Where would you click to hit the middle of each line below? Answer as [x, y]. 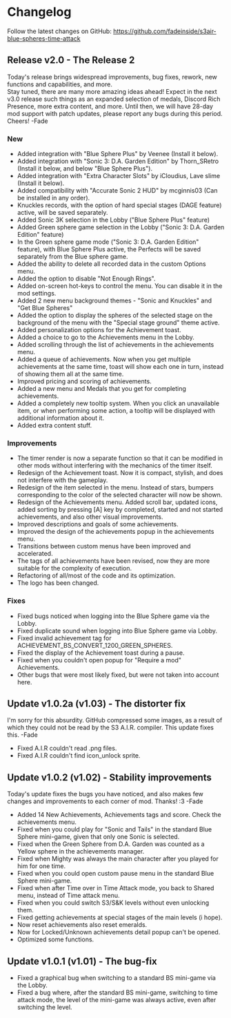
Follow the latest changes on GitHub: [59, 31]
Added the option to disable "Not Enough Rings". [87, 279]
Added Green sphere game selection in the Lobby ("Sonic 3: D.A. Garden [121, 227]
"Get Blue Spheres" [45, 308]
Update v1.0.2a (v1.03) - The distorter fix [97, 704]
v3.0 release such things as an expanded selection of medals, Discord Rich [114, 99]
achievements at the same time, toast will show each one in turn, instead [120, 367]
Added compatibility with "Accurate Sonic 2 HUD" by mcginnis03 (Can [117, 191]
